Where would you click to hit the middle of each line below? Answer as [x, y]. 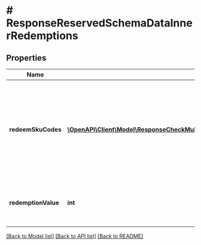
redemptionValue [34, 203]
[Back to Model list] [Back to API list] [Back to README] [75, 236]
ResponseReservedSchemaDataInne [99, 23]
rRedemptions [42, 36]
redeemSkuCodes [35, 129]
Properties [26, 58]
